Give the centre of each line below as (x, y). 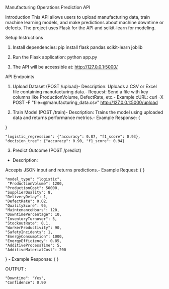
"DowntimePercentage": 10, (33, 214)
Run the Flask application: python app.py (55, 57)
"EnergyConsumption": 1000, (35, 237)
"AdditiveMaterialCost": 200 (36, 250)
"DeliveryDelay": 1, (27, 197)
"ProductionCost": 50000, (32, 188)
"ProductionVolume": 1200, (36, 184)
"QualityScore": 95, (27, 206)
